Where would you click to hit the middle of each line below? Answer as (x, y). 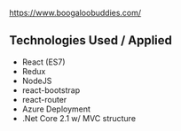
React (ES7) (43, 62)
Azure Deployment (56, 109)
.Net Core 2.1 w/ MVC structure (79, 118)
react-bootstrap (51, 90)
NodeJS (37, 81)
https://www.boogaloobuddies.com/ (75, 13)
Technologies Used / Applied (91, 40)
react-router (44, 99)
